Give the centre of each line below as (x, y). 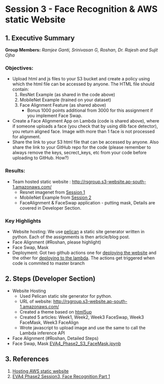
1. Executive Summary (40, 38)
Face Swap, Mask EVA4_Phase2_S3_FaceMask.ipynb (66, 343)
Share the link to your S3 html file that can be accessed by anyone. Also (85, 142)
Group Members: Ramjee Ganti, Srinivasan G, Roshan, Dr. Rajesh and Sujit (82, 50)
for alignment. (26, 137)
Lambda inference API (42, 333)
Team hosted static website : (41, 182)
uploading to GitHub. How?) (41, 158)
